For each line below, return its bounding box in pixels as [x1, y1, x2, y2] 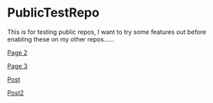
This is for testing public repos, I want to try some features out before [7, 28, 207, 36]
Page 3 [7, 62, 28, 70]
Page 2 [7, 48, 28, 57]
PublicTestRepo [7, 5, 100, 21]
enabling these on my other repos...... [7, 35, 115, 43]
